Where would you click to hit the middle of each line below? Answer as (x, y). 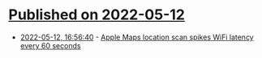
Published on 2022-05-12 (97, 15)
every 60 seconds (50, 45)
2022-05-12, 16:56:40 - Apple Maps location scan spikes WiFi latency (137, 37)
